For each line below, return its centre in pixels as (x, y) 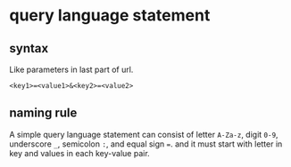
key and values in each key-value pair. (79, 153)
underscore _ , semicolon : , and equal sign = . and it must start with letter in (146, 144)
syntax (29, 48)
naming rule (43, 113)
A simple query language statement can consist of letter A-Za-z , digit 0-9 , (144, 134)
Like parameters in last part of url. (71, 69)
